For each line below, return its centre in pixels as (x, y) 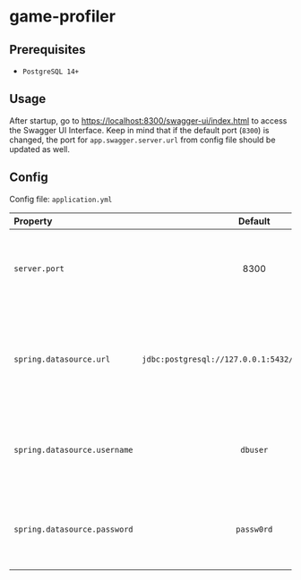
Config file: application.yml (61, 199)
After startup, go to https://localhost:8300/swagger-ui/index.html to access (148, 120)
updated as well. (39, 149)
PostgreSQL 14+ (51, 72)
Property (33, 221)
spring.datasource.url (62, 359)
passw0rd (254, 529)
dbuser (254, 450)
